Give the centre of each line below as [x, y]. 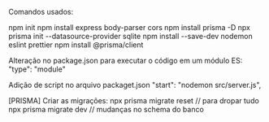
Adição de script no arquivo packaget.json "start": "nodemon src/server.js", [135, 85]
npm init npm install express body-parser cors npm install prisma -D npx [129, 27]
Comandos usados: [41, 12]
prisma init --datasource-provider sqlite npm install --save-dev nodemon [131, 36]
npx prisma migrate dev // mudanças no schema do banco [106, 109]
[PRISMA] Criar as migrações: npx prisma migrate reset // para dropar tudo [134, 100]
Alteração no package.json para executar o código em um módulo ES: [126, 61]
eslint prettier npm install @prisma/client [76, 45]
